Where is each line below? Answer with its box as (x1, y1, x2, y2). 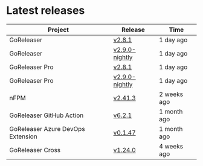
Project (48, 25, 69, 34)
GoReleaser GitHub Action (9, 111, 84, 120)
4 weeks (159, 142, 183, 150)
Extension (9, 132, 37, 141)
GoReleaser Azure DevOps (9, 124, 86, 133)
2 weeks (159, 90, 183, 98)
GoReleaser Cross (9, 145, 61, 154)
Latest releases (6, 4, 85, 18)
